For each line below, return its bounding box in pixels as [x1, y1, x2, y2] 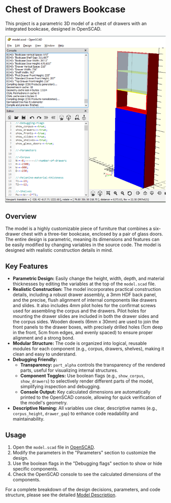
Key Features [5, 262, 48, 271]
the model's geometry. [20, 400, 68, 406]
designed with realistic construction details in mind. [5, 247, 113, 253]
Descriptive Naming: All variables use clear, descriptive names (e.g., [12, 405, 158, 411]
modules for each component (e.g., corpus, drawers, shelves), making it [12, 346, 164, 352]
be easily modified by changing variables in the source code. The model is [5, 242, 161, 248]
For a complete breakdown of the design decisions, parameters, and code [5, 486, 160, 492]
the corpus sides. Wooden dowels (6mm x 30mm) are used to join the [12, 319, 159, 325]
